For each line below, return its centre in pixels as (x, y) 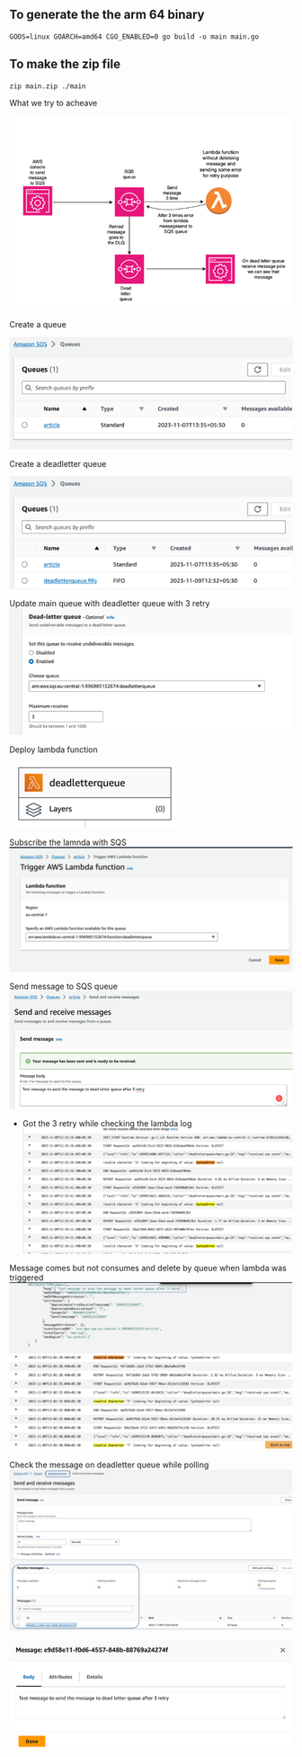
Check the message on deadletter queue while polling (109, 1465)
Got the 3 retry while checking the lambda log (107, 1123)
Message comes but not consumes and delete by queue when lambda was (148, 1268)
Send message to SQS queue (64, 986)
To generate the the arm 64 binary (107, 15)
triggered (27, 1277)
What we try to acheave (53, 103)
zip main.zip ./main (48, 86)
